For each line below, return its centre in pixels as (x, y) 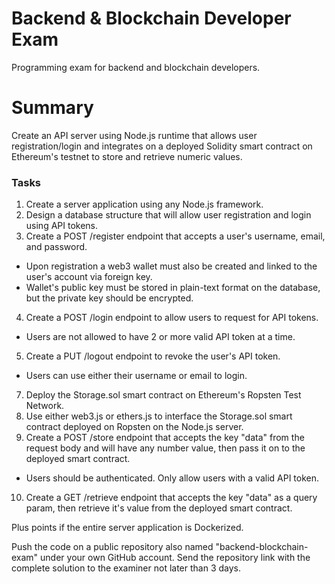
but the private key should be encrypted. (109, 298)
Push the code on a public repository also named (112, 547)
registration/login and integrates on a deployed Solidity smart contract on (162, 146)
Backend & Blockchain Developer (151, 18)
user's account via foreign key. (89, 277)
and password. (56, 247)
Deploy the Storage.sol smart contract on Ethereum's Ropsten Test (163, 395)
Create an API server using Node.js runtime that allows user (134, 135)
